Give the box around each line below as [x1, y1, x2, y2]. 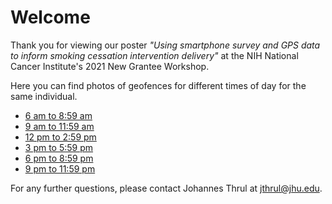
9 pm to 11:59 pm [24, 162, 96, 175]
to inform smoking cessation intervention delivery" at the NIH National [10, 49, 299, 61]
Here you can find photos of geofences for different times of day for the [10, 79, 307, 91]
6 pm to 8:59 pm [24, 152, 94, 164]
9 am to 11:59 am [24, 120, 95, 132]
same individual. [10, 90, 78, 102]
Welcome [10, 6, 91, 29]
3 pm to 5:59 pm [24, 141, 94, 153]
